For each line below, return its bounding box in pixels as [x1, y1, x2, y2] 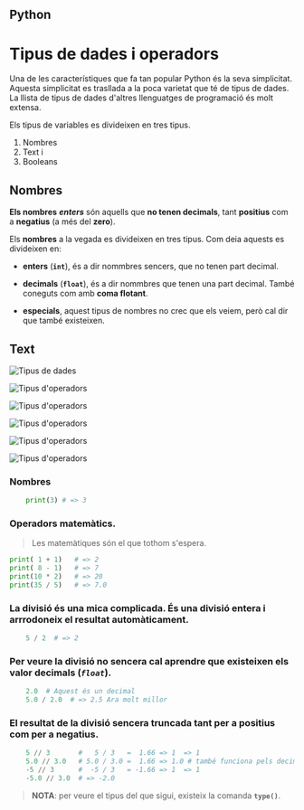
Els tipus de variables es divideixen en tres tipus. [9, 119, 191, 130]
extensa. [9, 102, 42, 113]
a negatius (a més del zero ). [9, 216, 116, 227]
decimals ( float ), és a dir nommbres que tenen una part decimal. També [22, 278, 295, 289]
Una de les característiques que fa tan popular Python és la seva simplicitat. [9, 73, 292, 84]
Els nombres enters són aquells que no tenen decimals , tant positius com [9, 207, 289, 218]
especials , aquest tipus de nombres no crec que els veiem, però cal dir [22, 306, 289, 316]
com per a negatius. [9, 728, 100, 740]
